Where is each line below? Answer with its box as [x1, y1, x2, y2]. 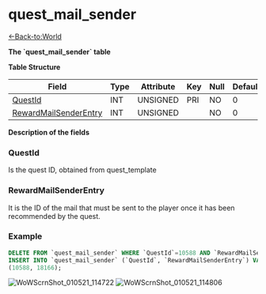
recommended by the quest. [8, 211, 101, 220]
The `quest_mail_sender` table [8, 47, 111, 56]
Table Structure [8, 62, 61, 72]
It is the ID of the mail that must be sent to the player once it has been [8, 203, 235, 213]
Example [8, 231, 43, 242]
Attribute [141, 81, 176, 92]
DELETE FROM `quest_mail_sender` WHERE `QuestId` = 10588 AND [8, 249, 211, 257]
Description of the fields [8, 127, 89, 137]
